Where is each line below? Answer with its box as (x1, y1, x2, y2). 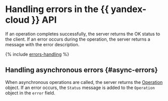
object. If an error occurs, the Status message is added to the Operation (5, 84, 155, 90)
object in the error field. (5, 89, 55, 96)
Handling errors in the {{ (5, 4, 109, 15)
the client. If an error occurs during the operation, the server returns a (5, 36, 150, 42)
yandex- (110, 4, 147, 15)
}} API (31, 14, 57, 26)
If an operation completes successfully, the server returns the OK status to (5, 31, 160, 37)
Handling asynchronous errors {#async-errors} (5, 66, 158, 74)
